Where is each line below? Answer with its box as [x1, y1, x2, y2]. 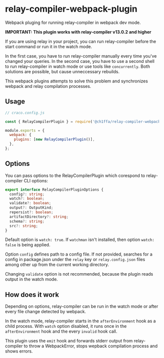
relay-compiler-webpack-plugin [5, 3, 138, 15]
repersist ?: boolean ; [9, 210, 54, 215]
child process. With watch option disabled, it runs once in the [5, 323, 127, 329]
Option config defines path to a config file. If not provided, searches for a [5, 251, 153, 257]
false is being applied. [5, 242, 50, 248]
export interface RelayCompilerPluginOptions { [5, 187, 104, 192]
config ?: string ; [9, 192, 45, 197]
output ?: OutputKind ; [9, 205, 54, 210]
